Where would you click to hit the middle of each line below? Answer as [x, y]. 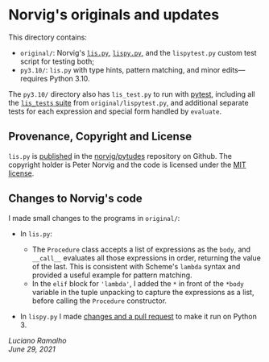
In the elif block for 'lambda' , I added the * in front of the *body [138, 283]
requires [34, 78]
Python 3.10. [70, 78]
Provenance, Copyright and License [100, 137]
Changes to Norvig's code [75, 199]
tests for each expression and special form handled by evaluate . [115, 111]
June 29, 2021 [32, 349]
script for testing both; [57, 61]
